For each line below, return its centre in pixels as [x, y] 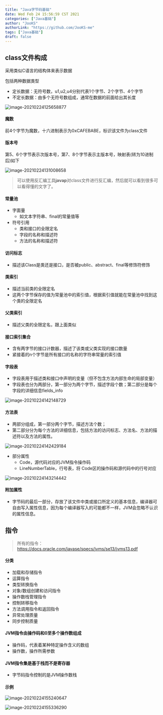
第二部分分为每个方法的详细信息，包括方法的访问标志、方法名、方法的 [82, 430]
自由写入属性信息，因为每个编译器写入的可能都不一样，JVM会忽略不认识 [85, 508]
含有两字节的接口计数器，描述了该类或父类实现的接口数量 [70, 348]
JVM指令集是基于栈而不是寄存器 [38, 663]
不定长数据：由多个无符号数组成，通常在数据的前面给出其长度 [74, 97]
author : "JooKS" [21, 23]
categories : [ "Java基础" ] [31, 19]
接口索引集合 [18, 337]
